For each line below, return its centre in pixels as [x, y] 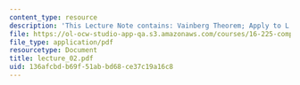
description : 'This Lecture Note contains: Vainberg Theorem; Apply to [145, 26]
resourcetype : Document [54, 50]
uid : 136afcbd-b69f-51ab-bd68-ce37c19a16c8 [92, 67]
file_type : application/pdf [62, 42]
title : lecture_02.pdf [51, 58]
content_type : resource [54, 17]
